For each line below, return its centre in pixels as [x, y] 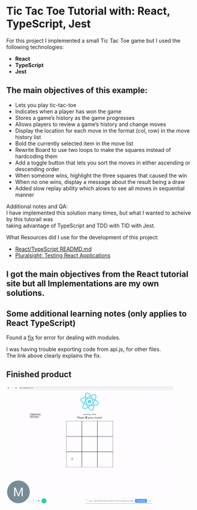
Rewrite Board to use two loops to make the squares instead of [93, 150]
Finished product [39, 375]
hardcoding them [36, 156]
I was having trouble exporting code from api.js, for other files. [84, 349]
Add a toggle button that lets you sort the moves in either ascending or [103, 162]
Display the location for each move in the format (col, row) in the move [102, 130]
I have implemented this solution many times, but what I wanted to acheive [99, 213]
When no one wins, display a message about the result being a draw [100, 181]
